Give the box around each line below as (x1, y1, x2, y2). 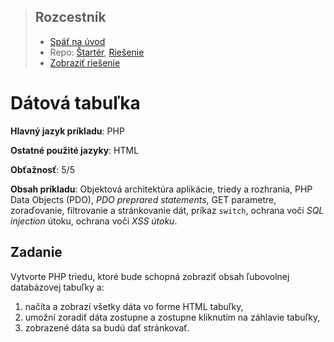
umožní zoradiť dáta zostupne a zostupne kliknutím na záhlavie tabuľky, (24, 311, 321, 323)
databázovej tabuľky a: (10, 281, 105, 293)
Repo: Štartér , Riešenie (49, 46, 145, 58)
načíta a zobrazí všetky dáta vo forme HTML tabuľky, (24, 300, 244, 312)
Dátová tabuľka (10, 92, 141, 114)
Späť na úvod (49, 35, 106, 47)
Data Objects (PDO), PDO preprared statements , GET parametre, (10, 193, 277, 205)
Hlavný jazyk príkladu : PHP (10, 125, 125, 137)
